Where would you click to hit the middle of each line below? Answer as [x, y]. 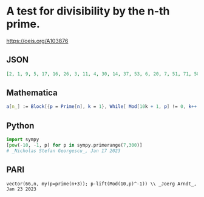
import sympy [23, 140]
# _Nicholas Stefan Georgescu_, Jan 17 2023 [63, 151]
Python [20, 125]
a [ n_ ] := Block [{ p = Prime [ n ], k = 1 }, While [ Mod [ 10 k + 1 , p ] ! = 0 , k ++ [102, 107]
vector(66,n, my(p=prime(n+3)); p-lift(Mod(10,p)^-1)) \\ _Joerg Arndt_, [102, 184]
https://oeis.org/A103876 [37, 41]
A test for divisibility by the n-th [88, 11]
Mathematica [32, 93]
